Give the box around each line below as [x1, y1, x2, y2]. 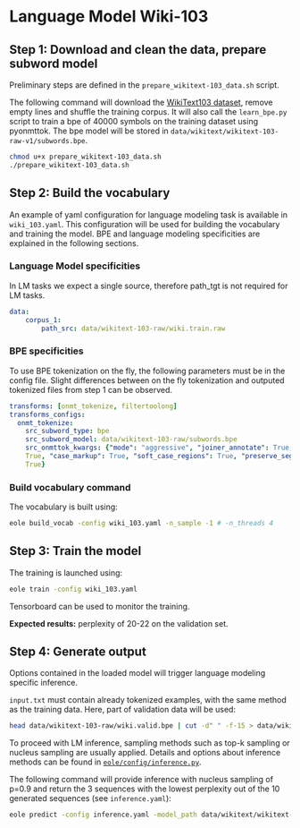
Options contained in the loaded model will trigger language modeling [9, 668, 266, 679]
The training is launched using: [9, 567, 123, 578]
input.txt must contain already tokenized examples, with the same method [9, 695, 287, 705]
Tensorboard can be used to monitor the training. [9, 601, 190, 611]
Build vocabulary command [9, 481, 131, 493]
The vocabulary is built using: [9, 501, 118, 512]
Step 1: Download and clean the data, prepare [9, 42, 267, 57]
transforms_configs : [9, 410, 87, 419]
